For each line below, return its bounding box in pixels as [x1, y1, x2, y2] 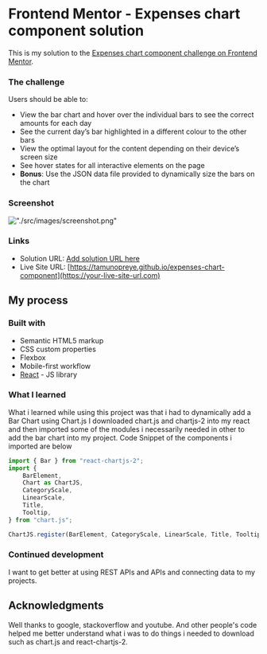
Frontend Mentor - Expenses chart [8, 5, 241, 23]
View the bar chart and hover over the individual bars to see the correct [19, 110, 254, 119]
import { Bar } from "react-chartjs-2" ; [8, 456, 145, 464]
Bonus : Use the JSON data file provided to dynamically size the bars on [19, 169, 256, 179]
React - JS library [19, 370, 78, 379]
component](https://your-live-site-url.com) [19, 270, 161, 280]
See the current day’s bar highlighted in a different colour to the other [19, 127, 247, 136]
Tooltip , [22, 508, 52, 516]
